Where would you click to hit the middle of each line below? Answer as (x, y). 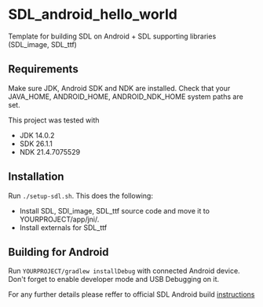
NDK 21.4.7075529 (50, 152)
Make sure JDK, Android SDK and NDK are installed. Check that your (119, 88)
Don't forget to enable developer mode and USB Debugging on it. (114, 280)
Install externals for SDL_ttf (63, 227)
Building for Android (58, 252)
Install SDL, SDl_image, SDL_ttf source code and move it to (115, 210)
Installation (36, 177)
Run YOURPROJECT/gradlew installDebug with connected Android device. (124, 271)
